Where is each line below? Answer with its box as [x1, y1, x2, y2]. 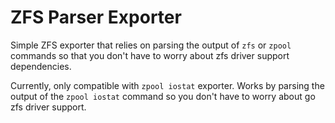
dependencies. [10, 60, 72, 72]
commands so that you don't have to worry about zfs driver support [10, 49, 290, 61]
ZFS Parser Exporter [10, 6, 182, 29]
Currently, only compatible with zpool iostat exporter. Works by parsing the [10, 79, 325, 91]
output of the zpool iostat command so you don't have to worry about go [10, 90, 316, 102]
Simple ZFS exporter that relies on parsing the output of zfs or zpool [10, 39, 292, 51]
